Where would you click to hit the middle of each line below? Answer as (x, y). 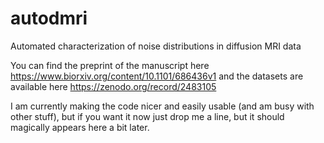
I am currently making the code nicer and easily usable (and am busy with (162, 106)
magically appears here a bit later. (80, 127)
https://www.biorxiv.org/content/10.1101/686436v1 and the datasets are (157, 76)
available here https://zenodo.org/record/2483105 (113, 86)
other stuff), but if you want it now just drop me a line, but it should (147, 116)
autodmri (49, 18)
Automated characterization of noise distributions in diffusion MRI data (156, 46)
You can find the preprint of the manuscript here (110, 65)
